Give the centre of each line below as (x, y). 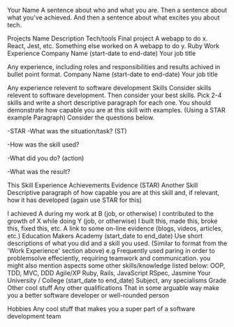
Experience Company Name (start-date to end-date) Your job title (102, 53)
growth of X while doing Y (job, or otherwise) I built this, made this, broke (112, 221)
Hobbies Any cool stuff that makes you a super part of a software (101, 309)
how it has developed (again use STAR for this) (74, 200)
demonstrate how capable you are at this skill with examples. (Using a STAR (116, 110)
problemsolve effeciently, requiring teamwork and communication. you (109, 258)
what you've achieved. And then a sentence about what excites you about (114, 17)
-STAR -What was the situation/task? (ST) (67, 131)
